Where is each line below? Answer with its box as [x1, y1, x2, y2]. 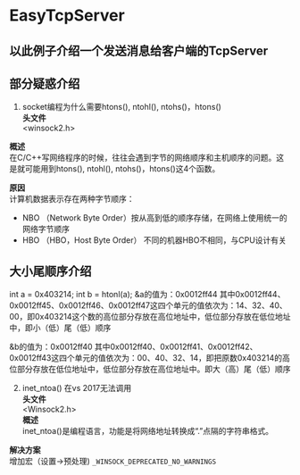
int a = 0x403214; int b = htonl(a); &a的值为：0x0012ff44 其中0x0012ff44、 [9, 289, 286, 300]
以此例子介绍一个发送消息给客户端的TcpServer [9, 43, 269, 58]
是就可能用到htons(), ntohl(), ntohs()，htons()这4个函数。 [9, 163, 221, 174]
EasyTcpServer [9, 5, 125, 26]
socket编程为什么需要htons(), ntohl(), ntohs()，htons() [21, 102, 221, 112]
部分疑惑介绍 [9, 76, 80, 91]
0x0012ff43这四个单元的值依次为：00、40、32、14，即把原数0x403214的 [9, 353, 283, 363]
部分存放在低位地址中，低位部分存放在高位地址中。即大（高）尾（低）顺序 [16, 363, 291, 375]
